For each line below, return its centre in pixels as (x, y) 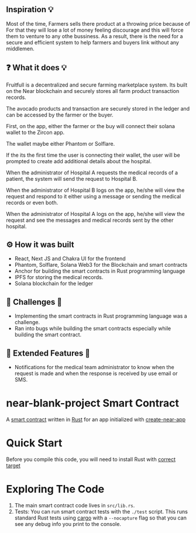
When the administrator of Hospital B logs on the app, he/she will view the (95, 190)
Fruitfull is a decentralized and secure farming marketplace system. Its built (97, 85)
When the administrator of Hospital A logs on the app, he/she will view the (96, 214)
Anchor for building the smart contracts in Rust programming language (100, 271)
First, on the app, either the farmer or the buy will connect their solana (91, 126)
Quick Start (34, 443)
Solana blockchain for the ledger (54, 284)
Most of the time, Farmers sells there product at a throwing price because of (98, 23)
